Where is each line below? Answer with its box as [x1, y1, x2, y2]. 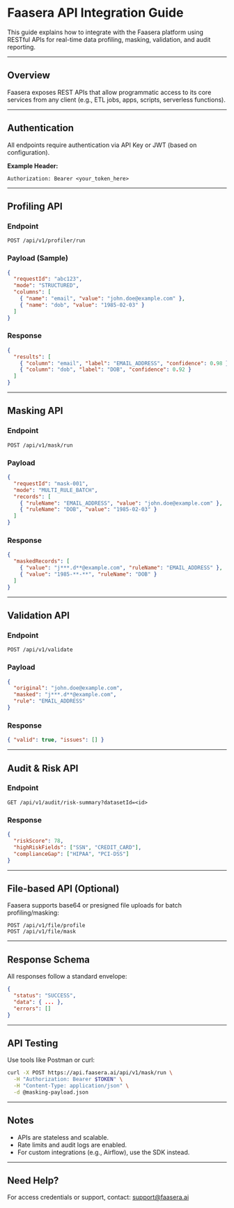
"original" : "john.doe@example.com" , [13, 685, 123, 691]
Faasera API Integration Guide [7, 5, 184, 21]
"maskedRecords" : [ [13, 558, 70, 565]
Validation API [7, 610, 70, 622]
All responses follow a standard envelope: [7, 972, 127, 981]
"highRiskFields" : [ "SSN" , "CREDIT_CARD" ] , [13, 843, 141, 851]
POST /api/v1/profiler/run [7, 237, 86, 245]
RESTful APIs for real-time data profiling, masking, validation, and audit [7, 35, 211, 43]
